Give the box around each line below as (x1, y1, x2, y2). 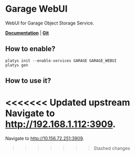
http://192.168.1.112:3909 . (5, 118, 116, 130)
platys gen (5, 62, 28, 68)
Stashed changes (93, 145, 130, 151)
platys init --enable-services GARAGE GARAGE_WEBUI (5, 58, 117, 63)
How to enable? (5, 44, 56, 54)
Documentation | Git (5, 30, 49, 36)
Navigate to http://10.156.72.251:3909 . (5, 136, 85, 142)
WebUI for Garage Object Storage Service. (5, 20, 94, 26)
